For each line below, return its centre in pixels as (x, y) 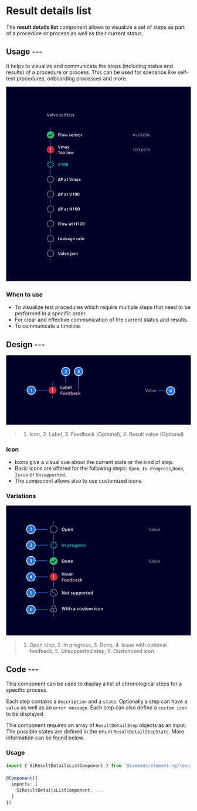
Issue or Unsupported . (40, 475)
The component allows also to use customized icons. (79, 481)
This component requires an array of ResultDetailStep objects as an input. (96, 725)
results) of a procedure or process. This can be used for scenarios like (91, 72)
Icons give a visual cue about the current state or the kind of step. (94, 462)
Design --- (26, 344)
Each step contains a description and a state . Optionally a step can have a (97, 701)
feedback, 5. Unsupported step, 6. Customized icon (91, 651)
